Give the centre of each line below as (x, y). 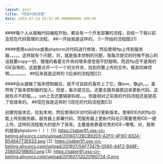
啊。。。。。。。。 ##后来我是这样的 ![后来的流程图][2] (53, 74)
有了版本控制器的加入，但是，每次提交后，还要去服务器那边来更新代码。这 (83, 90)
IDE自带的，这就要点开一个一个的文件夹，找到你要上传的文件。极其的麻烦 (79, 67)
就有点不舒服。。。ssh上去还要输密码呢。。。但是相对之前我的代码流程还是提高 (81, 96)
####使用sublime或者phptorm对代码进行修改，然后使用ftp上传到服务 (74, 49)
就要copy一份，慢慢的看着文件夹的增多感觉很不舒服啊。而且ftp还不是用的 (83, 62)
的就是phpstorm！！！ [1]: (31, 131)
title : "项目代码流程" (26, 14)
